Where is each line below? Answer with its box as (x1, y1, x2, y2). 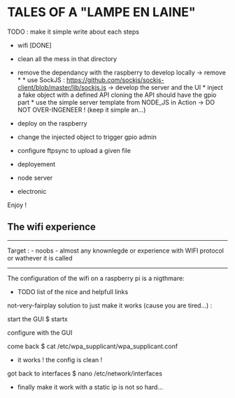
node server (17, 173, 53, 182)
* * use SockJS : (17, 75, 65, 84)
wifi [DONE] (17, 41, 52, 49)
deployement (17, 159, 56, 168)
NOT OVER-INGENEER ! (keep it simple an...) (17, 105, 146, 114)
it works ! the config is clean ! (17, 355, 103, 364)
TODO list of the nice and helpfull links (17, 287, 129, 296)
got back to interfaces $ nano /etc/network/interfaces (7, 369, 163, 378)
